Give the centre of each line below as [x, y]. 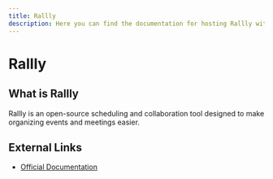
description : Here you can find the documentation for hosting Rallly [130, 24]
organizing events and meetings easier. [74, 122]
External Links [45, 147]
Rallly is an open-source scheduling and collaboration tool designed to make [136, 113]
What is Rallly [43, 94]
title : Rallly [32, 16]
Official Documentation [58, 167]
